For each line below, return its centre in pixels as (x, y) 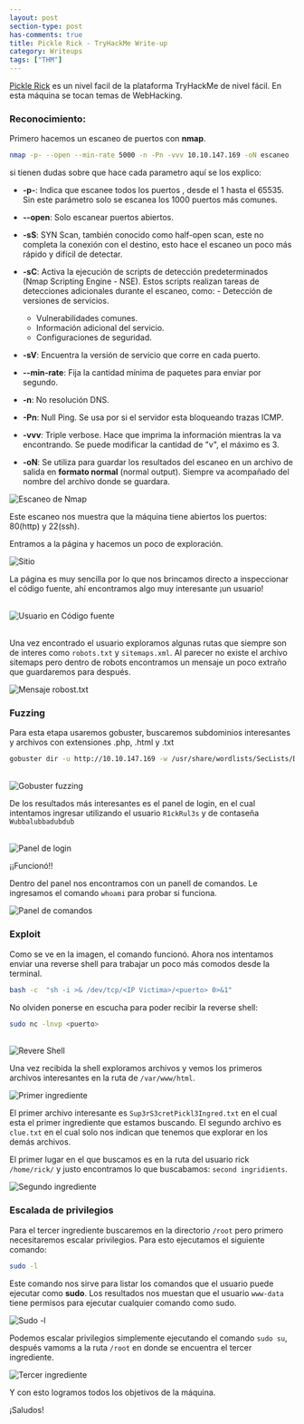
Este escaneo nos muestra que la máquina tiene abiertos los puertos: (138, 517)
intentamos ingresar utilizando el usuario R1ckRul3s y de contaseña (134, 814)
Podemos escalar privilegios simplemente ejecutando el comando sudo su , (148, 1338)
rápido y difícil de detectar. (72, 254)
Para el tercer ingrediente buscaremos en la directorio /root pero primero (146, 1230)
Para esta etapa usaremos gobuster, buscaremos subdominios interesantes (150, 733)
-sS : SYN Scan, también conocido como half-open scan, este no (143, 235)
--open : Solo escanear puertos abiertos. (98, 218)
